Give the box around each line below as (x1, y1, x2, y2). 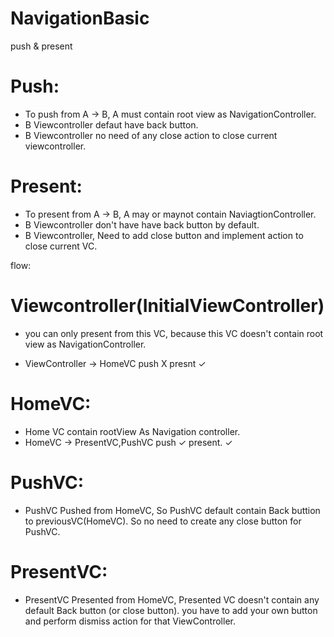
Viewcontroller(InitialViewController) (10, 295, 325, 317)
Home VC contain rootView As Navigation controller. (24, 425, 241, 437)
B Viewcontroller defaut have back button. (24, 118, 199, 131)
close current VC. (24, 240, 98, 252)
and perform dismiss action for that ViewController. (24, 615, 236, 627)
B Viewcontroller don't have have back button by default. (24, 218, 260, 231)
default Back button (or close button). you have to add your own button (24, 604, 318, 616)
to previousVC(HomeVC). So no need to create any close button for (24, 515, 302, 527)
